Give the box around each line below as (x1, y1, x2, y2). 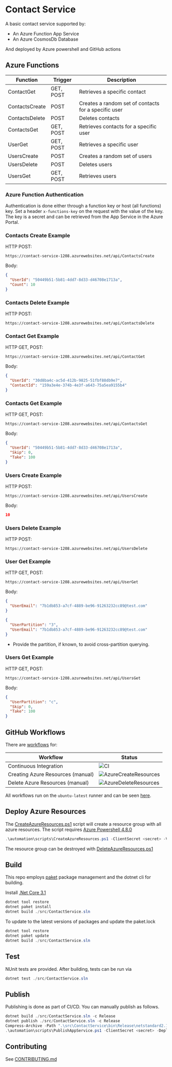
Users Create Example (5, 472, 62, 479)
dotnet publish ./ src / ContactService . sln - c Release (5, 1019, 120, 1024)
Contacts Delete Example (5, 299, 70, 306)
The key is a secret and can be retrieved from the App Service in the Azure (5, 214, 163, 220)
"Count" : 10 (10, 282, 36, 288)
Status (121, 754, 138, 761)
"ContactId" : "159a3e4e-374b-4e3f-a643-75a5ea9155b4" (10, 383, 127, 388)
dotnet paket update (5, 933, 50, 938)
